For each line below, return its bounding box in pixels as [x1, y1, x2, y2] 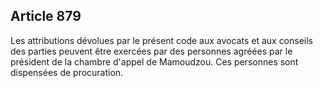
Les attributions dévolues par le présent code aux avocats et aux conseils [10, 34, 314, 46]
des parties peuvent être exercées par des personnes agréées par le [10, 45, 293, 57]
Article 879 [10, 8, 82, 25]
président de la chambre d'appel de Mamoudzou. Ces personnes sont [10, 55, 299, 68]
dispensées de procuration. [10, 66, 124, 78]
